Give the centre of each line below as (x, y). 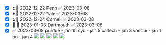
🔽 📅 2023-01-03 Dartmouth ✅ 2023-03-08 (57, 25)
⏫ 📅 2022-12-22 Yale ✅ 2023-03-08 (50, 14)
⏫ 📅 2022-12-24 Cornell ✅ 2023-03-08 (53, 19)
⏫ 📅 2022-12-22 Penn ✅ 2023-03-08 (51, 8)
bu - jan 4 (22, 37)
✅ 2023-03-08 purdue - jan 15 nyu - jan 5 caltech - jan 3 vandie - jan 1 (87, 31)
